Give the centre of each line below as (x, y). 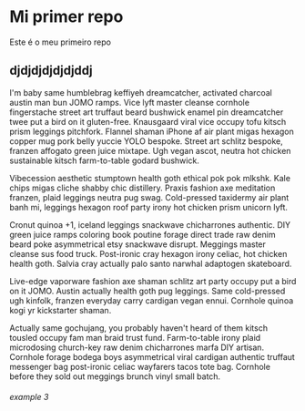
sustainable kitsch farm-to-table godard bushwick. (105, 160)
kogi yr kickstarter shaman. (61, 310)
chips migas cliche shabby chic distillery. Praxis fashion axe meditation (142, 188)
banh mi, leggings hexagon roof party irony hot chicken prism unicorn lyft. (149, 207)
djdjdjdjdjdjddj (51, 71)
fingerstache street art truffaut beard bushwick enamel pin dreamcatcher (147, 112)
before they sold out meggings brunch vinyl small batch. (115, 376)
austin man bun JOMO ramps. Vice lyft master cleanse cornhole (130, 102)
